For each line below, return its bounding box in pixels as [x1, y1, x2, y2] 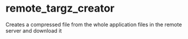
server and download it [5, 27, 62, 34]
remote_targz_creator [5, 2, 115, 15]
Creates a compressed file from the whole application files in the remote [5, 21, 182, 28]
